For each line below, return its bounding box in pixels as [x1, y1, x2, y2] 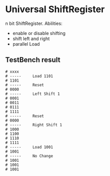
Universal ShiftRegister [5, 4, 105, 15]
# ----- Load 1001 [5, 145, 53, 150]
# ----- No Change [5, 153, 53, 158]
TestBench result [5, 56, 61, 64]
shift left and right [12, 36, 50, 42]
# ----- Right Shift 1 [5, 122, 62, 127]
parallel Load [12, 41, 40, 47]
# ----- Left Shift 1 [5, 91, 60, 96]
